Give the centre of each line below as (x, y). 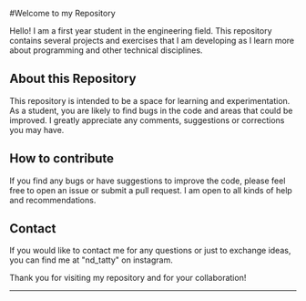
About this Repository (73, 79)
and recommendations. (53, 200)
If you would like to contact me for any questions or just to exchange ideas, (150, 251)
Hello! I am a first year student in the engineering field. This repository (141, 31)
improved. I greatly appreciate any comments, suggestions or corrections (147, 120)
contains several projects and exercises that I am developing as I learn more (152, 41)
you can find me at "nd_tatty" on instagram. (91, 260)
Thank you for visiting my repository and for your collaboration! (128, 278)
